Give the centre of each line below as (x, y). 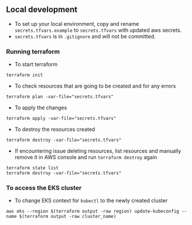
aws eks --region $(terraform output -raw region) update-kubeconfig (93, 211)
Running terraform (33, 51)
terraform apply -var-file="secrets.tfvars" (61, 119)
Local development (42, 10)
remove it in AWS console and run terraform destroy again (86, 157)
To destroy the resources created (55, 129)
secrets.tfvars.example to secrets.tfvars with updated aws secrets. (98, 30)
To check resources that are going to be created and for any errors (95, 86)
